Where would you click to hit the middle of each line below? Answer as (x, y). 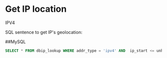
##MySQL (15, 42)
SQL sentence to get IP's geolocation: (44, 32)
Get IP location (36, 9)
